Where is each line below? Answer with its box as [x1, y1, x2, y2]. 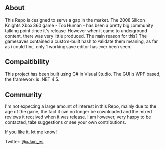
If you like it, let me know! [5, 129, 57, 135]
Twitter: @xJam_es [5, 139, 44, 145]
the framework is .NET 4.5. [5, 76, 60, 82]
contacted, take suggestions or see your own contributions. [5, 119, 127, 125]
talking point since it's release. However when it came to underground [5, 27, 148, 34]
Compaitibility [5, 58, 50, 66]
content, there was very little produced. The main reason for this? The [5, 33, 147, 39]
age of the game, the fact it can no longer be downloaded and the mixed [5, 109, 152, 115]
